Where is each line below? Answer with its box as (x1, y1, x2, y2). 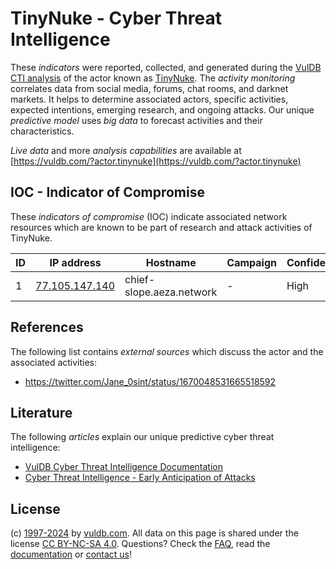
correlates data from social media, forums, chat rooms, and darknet (10, 82, 289, 94)
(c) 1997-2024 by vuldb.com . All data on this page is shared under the (10, 527, 299, 539)
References (10, 319, 84, 336)
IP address (49, 255, 102, 269)
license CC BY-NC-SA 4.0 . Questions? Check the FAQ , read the (10, 538, 271, 550)
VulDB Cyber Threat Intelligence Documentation (24, 461, 224, 473)
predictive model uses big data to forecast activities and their (10, 114, 263, 126)
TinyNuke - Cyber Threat (10, 7, 223, 30)
